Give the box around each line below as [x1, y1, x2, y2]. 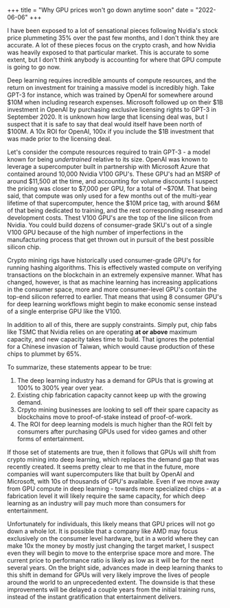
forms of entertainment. [16, 435, 84, 442]
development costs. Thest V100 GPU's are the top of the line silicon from [7, 214, 214, 222]
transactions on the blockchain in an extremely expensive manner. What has [7, 271, 223, 279]
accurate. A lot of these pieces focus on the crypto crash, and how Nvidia [7, 41, 216, 49]
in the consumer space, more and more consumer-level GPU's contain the [7, 285, 218, 293]
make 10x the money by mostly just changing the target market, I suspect [7, 542, 214, 550]
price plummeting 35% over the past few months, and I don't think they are [7, 34, 220, 42]
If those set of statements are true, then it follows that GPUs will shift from [7, 448, 216, 456]
